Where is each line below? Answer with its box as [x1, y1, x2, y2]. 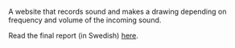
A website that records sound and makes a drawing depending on [8, 7, 227, 16]
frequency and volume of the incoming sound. [8, 15, 162, 25]
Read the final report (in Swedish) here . [8, 31, 139, 40]
